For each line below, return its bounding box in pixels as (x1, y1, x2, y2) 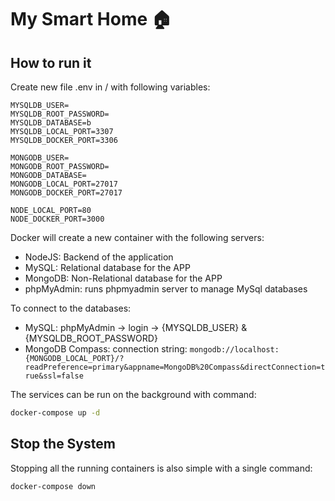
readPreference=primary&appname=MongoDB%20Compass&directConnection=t (24, 362, 326, 372)
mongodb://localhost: (189, 345, 280, 355)
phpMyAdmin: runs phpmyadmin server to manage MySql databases (24, 283, 308, 295)
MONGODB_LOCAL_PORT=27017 (10, 179, 118, 189)
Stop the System (10, 436, 116, 453)
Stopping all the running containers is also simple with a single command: (10, 462, 313, 474)
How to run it (10, 54, 92, 71)
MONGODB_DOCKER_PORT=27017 (10, 188, 123, 198)
